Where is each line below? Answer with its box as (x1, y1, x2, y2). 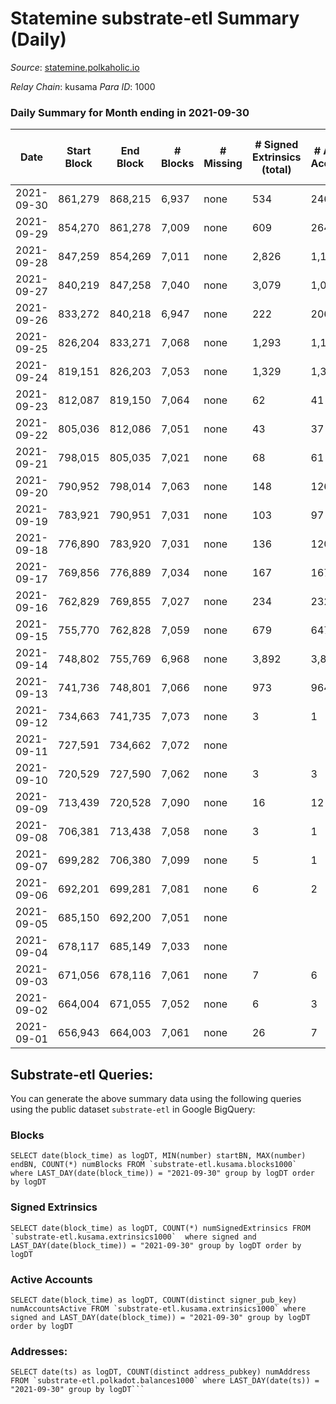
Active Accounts (10, 1272, 93, 1286)
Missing (203, 157, 243, 171)
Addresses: (10, 1344, 68, 1358)
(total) (261, 163, 292, 177)
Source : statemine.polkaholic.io (10, 61, 140, 73)
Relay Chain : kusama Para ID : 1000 (10, 80, 156, 92)
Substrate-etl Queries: (10, 1066, 154, 1083)
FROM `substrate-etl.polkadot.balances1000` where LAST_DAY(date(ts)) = (10, 1376, 320, 1386)
